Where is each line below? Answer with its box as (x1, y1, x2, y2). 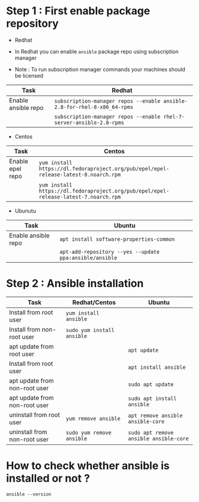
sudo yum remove (66, 429, 111, 436)
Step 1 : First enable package (6, 4, 150, 18)
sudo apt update (128, 381, 174, 387)
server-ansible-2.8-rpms (54, 119, 124, 126)
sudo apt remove (128, 429, 174, 436)
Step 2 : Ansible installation (6, 277, 144, 291)
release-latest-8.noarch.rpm (38, 171, 121, 178)
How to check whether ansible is (6, 459, 170, 473)
